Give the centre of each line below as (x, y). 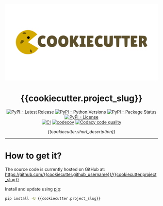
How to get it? (33, 156)
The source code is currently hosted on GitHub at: (55, 169)
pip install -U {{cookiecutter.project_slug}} (53, 198)
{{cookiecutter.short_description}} (81, 131)
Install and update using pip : (33, 189)
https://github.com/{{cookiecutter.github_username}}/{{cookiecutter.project (81, 174)
